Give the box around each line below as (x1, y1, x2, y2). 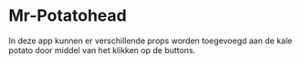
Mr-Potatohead (8, 5, 127, 26)
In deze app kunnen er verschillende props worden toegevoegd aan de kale (8, 35, 293, 46)
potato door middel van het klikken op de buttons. (8, 44, 196, 55)
